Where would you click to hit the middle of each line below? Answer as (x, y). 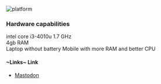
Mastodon (27, 75)
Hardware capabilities (38, 24)
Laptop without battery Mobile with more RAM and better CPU (81, 49)
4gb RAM (18, 43)
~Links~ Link (22, 62)
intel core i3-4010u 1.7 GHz (39, 36)
